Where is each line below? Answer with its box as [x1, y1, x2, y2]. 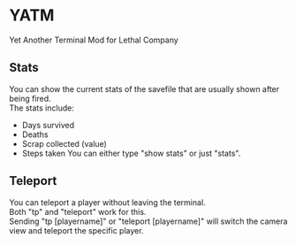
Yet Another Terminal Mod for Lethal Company [9, 34, 178, 45]
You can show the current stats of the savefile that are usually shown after [9, 83, 280, 94]
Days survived [21, 119, 75, 130]
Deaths [21, 129, 49, 140]
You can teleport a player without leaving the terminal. [9, 196, 206, 208]
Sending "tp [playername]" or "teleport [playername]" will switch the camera [9, 216, 288, 226]
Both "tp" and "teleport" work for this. [9, 206, 147, 217]
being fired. [9, 93, 51, 103]
